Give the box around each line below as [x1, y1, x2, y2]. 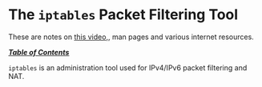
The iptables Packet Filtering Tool [8, 6, 239, 24]
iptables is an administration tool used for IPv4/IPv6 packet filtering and [8, 62, 248, 73]
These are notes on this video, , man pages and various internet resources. [8, 32, 254, 42]
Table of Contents [8, 47, 70, 57]
